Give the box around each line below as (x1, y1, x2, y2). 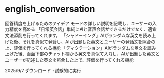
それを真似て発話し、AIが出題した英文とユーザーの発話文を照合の (22, 38, 156, 45)
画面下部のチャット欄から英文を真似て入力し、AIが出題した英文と (26, 51, 160, 57)
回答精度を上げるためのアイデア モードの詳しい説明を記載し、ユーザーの (5, 20, 152, 26)
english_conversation (5, 3, 95, 15)
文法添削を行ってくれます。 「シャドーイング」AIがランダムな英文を (5, 32, 143, 38)
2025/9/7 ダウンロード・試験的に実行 (5, 67, 81, 73)
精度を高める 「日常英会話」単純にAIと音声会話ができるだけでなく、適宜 (9, 26, 157, 32)
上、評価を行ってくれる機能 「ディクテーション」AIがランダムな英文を (5, 45, 147, 51)
